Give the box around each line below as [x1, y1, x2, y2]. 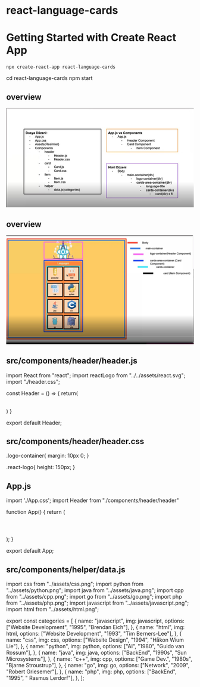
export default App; [6, 547, 54, 554]
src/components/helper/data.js [6, 565, 126, 575]
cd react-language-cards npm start [6, 75, 93, 82]
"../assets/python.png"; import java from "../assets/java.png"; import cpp [6, 587, 185, 594]
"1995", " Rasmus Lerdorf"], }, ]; [6, 674, 85, 682]
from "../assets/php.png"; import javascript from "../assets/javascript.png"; [6, 599, 189, 606]
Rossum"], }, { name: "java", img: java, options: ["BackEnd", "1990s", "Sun [6, 649, 187, 657]
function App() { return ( [6, 509, 65, 516]
